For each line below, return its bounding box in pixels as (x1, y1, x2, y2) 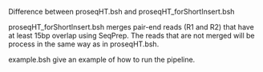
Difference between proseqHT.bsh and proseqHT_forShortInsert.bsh (8, 7, 235, 16)
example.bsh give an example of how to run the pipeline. (8, 55, 196, 64)
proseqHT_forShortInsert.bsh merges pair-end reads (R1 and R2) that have (8, 22, 254, 31)
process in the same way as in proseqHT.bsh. (8, 39, 160, 49)
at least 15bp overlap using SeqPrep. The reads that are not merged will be (8, 31, 255, 40)
